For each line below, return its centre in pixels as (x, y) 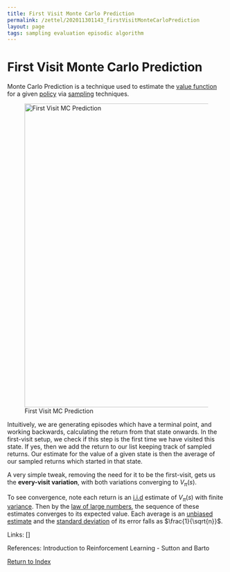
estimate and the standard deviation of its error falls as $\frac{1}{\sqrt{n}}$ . (115, 521)
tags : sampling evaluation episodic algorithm (76, 33)
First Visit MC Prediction (59, 411)
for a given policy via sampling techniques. (68, 94)
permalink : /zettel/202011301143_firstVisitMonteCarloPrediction (103, 20)
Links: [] (19, 535)
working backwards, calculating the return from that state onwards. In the (112, 432)
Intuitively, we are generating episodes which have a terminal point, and (109, 425)
